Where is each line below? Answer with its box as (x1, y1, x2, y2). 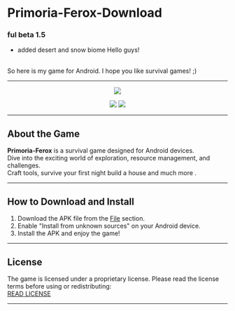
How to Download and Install (7, 195, 134, 207)
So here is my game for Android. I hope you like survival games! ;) (7, 67, 197, 75)
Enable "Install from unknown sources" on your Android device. (17, 222, 201, 230)
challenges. (7, 161, 41, 170)
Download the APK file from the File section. (17, 214, 145, 223)
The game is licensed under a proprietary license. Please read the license (7, 275, 219, 283)
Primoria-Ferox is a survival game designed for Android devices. (7, 146, 194, 155)
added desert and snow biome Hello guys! (17, 46, 140, 54)
